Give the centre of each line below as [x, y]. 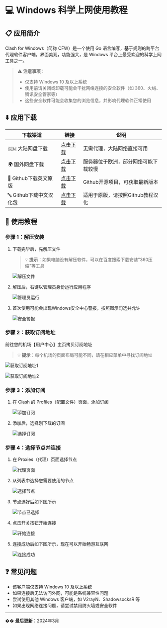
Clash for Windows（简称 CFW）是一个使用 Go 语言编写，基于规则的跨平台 [82, 48]
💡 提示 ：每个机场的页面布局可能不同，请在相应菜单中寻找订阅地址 [85, 355]
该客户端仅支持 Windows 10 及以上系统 [52, 587]
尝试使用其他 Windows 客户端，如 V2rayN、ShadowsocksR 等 [76, 599]
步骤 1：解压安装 [25, 237]
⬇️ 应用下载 [21, 118]
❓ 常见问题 [21, 572]
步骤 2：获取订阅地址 [30, 333]
